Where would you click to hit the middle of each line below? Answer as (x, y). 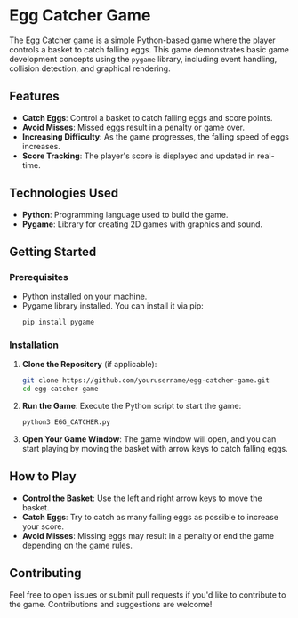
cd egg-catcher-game (60, 389)
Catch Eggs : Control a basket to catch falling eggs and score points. (147, 117)
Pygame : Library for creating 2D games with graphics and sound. (142, 224)
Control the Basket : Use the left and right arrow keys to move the (142, 498)
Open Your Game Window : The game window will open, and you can (149, 439)
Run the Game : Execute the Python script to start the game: (132, 406)
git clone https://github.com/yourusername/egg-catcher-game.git (145, 381)
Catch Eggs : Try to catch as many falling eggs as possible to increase (150, 517)
